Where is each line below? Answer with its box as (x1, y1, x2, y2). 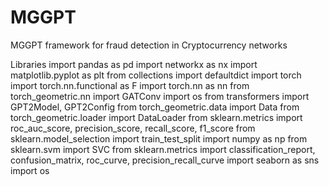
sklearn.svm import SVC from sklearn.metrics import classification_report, (10, 143, 316, 155)
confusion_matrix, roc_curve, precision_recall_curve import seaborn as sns (10, 154, 320, 166)
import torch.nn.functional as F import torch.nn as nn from (10, 79, 250, 91)
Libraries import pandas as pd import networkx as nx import (10, 58, 258, 70)
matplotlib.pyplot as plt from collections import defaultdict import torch (10, 69, 302, 81)
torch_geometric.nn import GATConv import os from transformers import (10, 90, 310, 102)
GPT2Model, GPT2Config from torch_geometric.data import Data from (10, 101, 300, 113)
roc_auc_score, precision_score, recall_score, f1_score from (10, 122, 256, 134)
